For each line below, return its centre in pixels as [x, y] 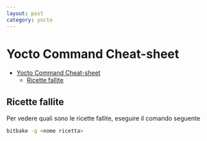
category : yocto [29, 20]
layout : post [25, 13]
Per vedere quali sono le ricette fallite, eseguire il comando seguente [103, 118]
